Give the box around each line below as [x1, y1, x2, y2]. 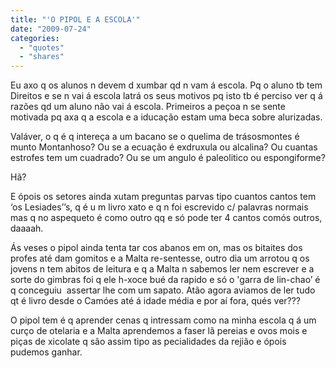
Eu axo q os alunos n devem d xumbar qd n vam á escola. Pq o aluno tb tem [10, 79, 323, 91]
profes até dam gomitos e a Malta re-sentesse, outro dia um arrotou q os [10, 252, 310, 265]
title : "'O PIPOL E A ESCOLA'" [10, 14, 141, 25]
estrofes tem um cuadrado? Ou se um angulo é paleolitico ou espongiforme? [10, 152, 326, 164]
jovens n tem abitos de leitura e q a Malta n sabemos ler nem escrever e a [10, 263, 315, 275]
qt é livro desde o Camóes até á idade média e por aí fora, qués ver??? [10, 295, 302, 307]
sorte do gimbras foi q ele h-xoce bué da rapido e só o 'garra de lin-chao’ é [10, 274, 321, 286]
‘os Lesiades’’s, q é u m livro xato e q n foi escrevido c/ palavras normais [10, 201, 309, 213]
